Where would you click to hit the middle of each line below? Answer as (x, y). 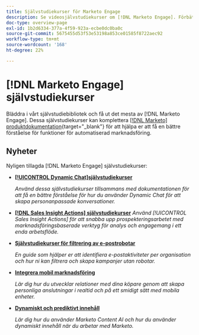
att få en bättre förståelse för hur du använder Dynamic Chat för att (98, 195)
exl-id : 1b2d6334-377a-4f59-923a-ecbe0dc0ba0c (65, 28)
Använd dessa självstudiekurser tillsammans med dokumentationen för (102, 189)
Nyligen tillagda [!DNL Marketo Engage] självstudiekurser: (77, 165)
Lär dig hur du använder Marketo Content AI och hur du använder (95, 319)
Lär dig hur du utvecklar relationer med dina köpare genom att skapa (99, 284)
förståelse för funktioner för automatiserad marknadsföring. (79, 133)
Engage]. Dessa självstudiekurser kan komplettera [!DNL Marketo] (87, 120)
